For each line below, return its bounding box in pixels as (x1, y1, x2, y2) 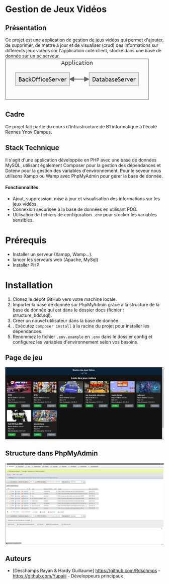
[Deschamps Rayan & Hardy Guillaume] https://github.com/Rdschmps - (12, 567, 160, 574)
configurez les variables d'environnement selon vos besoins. (12, 339, 139, 345)
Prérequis (5, 235, 47, 246)
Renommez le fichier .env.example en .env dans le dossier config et (12, 333, 153, 340)
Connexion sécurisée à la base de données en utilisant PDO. (12, 206, 138, 212)
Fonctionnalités (5, 185, 39, 191)
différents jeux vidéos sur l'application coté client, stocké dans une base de (5, 48, 162, 53)
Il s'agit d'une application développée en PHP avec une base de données (5, 157, 157, 163)
